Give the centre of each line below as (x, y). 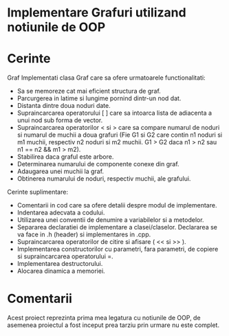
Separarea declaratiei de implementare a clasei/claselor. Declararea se (117, 227)
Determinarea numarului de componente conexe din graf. (98, 164)
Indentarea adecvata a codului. (61, 213)
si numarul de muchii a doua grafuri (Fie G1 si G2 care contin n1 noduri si (119, 135)
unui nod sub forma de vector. (60, 120)
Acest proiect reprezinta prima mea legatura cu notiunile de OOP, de (104, 318)
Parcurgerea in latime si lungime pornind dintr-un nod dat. (99, 98)
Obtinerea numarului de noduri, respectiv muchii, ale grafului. (104, 179)
